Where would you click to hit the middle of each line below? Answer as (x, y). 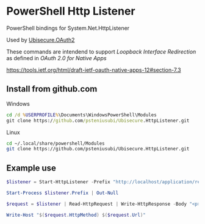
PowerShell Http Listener (71, 11)
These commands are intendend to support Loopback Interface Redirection (101, 51)
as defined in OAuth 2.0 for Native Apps (56, 58)
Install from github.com (52, 89)
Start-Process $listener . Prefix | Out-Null (63, 193)
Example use (31, 168)
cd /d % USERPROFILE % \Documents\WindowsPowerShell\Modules (81, 115)
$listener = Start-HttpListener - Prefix (59, 182)
